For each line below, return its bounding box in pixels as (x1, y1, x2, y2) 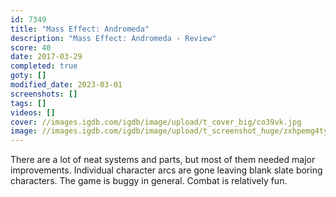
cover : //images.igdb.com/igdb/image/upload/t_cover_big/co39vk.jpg (10, 117, 302, 127)
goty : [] (10, 71, 47, 81)
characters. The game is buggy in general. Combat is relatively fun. (10, 175, 288, 187)
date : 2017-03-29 (10, 52, 83, 62)
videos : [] (10, 107, 56, 118)
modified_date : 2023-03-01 (10, 80, 123, 90)
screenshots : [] (10, 89, 78, 99)
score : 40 (10, 42, 52, 53)
